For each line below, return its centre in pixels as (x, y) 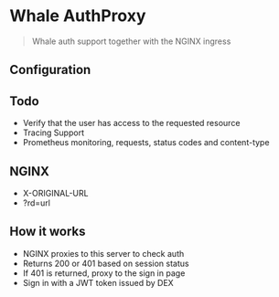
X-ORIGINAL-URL (55, 193)
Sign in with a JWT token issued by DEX (98, 282)
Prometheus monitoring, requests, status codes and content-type (146, 143)
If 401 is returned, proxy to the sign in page (104, 273)
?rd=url (36, 203)
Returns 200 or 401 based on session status (106, 263)
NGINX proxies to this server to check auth (103, 253)
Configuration (50, 70)
